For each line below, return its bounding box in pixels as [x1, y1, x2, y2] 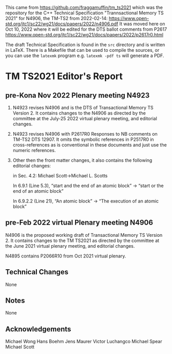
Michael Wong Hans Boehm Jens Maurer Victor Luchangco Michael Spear [5, 339, 163, 345]
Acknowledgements [5, 325, 71, 333]
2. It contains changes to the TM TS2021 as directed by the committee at [5, 237, 160, 244]
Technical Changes [5, 268, 68, 276]
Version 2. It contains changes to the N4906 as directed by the [12, 110, 146, 116]
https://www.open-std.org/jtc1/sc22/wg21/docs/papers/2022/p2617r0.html [5, 32, 163, 38]
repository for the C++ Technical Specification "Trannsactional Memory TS [5, 10, 164, 16]
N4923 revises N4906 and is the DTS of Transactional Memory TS [12, 105, 154, 110]
